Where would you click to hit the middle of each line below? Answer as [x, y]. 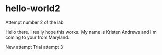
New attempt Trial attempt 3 [34, 47]
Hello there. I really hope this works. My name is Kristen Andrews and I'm [81, 32]
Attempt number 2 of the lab [34, 22]
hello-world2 [33, 9]
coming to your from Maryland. [37, 37]
